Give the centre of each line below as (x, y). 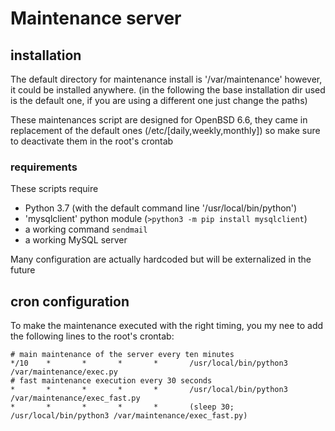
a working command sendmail (86, 229)
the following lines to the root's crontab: (92, 336)
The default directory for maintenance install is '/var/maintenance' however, (166, 79)
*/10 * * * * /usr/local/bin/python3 (149, 363)
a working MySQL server (76, 240)
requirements (44, 167)
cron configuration (70, 301)
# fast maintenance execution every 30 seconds (111, 381)
